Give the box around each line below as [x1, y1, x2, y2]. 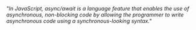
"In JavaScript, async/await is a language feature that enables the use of [6, 5, 189, 12]
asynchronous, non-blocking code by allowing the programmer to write [6, 11, 184, 18]
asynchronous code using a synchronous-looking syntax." [6, 18, 152, 24]
